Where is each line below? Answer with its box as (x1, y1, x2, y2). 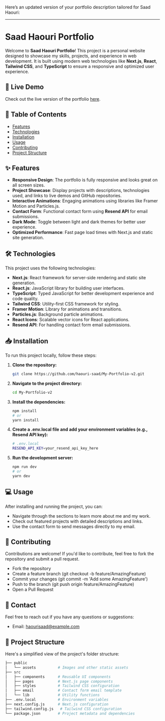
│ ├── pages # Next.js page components (5, 679, 113, 684)
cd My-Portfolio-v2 (12, 390, 53, 395)
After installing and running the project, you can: (5, 503, 103, 509)
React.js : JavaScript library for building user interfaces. (12, 285, 125, 291)
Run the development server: (12, 455, 74, 461)
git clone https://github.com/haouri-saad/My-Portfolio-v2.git (12, 372, 145, 377)
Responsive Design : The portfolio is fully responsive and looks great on (12, 177, 158, 183)
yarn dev (12, 473, 30, 478)
